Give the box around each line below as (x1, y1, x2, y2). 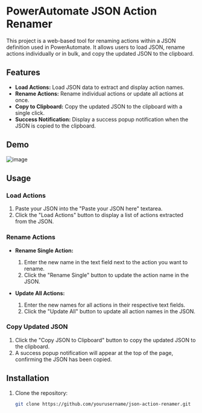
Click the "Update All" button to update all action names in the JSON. (24, 307, 196, 315)
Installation (6, 373, 49, 383)
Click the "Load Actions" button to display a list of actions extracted (14, 212, 184, 219)
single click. (14, 109, 45, 116)
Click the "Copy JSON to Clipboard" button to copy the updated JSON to (14, 336, 196, 343)
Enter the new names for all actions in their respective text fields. (24, 301, 186, 308)
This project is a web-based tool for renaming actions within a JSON (6, 37, 176, 44)
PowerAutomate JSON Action (6, 4, 157, 18)
